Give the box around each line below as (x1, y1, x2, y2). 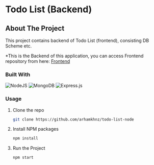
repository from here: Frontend (5, 58, 70, 64)
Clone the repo (12, 107, 44, 113)
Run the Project (12, 145, 45, 151)
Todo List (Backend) (5, 4, 92, 15)
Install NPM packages (12, 126, 59, 132)
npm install (12, 136, 38, 141)
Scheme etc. (5, 43, 32, 49)
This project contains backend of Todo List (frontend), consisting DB (5, 37, 149, 43)
